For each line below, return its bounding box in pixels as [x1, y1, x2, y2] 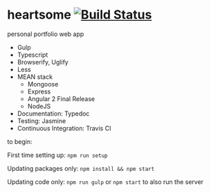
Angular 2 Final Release [27, 94, 95, 103]
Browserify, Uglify [17, 57, 69, 66]
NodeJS [27, 102, 51, 110]
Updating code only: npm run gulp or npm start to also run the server [7, 177, 204, 186]
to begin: [7, 137, 33, 145]
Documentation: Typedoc [17, 109, 90, 118]
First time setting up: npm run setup [7, 151, 108, 159]
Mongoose [27, 80, 59, 88]
